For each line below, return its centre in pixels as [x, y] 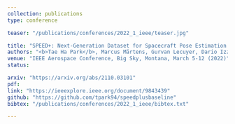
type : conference [33, 20]
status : [19, 65]
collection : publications [45, 14]
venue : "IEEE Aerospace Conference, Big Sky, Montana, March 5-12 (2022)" [119, 59]
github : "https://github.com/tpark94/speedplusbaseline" [92, 97]
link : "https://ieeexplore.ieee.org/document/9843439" [89, 91]
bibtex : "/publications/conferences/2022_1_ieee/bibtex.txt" [98, 104]
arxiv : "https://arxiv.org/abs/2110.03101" [72, 78]
